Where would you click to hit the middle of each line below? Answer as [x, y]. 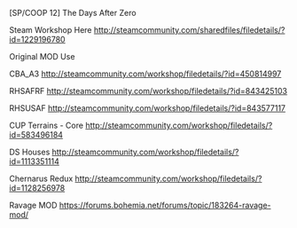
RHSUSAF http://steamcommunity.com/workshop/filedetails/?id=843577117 [148, 108]
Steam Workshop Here [51, 30]
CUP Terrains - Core [47, 125]
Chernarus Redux [41, 178]
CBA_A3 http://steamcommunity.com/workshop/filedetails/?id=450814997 [145, 74]
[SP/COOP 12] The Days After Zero [73, 13]
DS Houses [30, 152]
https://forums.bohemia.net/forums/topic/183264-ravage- [165, 205]
